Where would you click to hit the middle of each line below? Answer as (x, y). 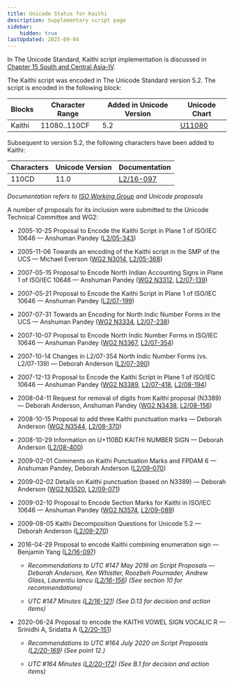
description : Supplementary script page (67, 20)
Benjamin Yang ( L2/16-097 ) (56, 552)
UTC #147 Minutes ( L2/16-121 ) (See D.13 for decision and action (119, 601)
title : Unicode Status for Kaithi (57, 14)
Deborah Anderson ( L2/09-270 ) (63, 531)
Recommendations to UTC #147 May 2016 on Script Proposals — (121, 566)
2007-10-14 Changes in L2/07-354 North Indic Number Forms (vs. (112, 356)
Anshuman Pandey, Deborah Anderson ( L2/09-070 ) (92, 469)
